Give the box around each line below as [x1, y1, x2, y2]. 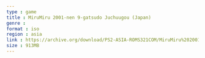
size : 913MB [6, 43, 40, 49]
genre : [6, 20, 26, 26]
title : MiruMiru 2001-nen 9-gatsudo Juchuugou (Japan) [6, 14, 151, 21]
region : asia [6, 31, 43, 37]
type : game [6, 8, 37, 15]
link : [6, 37, 23, 43]
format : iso [6, 25, 40, 32]
